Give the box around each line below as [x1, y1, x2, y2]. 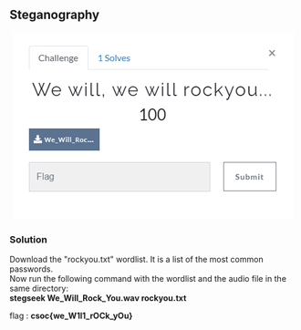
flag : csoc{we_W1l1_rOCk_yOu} [9, 310, 133, 322]
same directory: [9, 283, 69, 294]
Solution [9, 232, 48, 245]
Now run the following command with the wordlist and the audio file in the [9, 273, 287, 284]
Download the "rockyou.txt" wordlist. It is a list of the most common [9, 254, 264, 265]
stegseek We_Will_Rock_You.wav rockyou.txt [9, 293, 187, 304]
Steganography [9, 7, 100, 23]
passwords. [9, 263, 53, 274]
